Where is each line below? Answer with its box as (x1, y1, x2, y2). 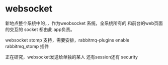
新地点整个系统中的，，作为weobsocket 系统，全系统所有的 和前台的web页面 (5, 20, 163, 26)
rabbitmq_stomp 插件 (5, 43, 49, 49)
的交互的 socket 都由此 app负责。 (5, 26, 75, 32)
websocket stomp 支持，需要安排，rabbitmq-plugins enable (5, 37, 130, 43)
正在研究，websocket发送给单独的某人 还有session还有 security (5, 53, 138, 60)
